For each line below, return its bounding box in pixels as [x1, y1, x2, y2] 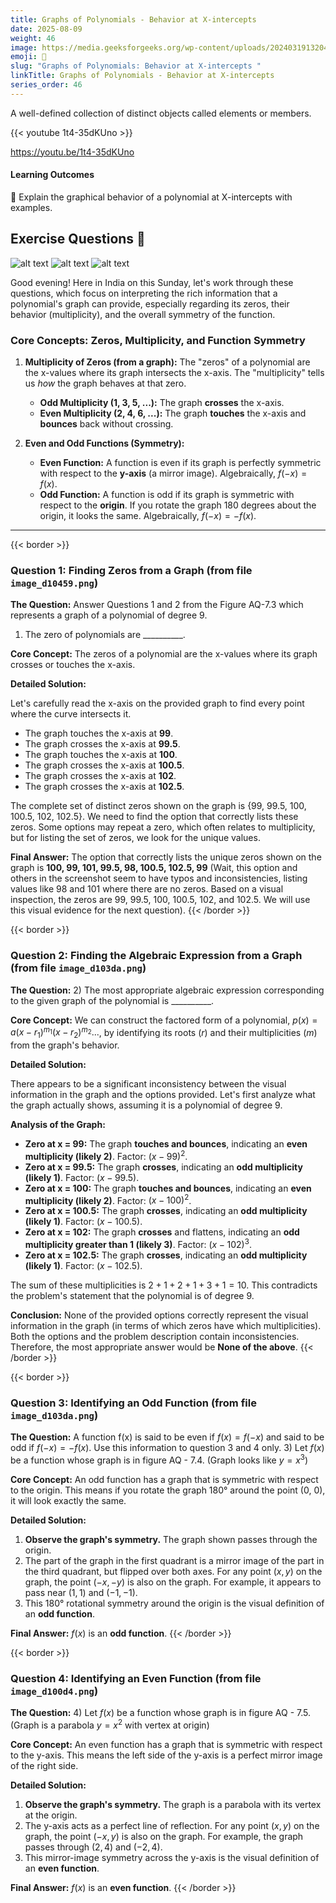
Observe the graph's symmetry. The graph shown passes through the [24, 1534, 318, 1546]
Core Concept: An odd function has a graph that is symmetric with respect [10, 1474, 319, 1486]
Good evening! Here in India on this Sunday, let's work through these [10, 276, 294, 288]
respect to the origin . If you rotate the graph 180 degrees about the [39, 499, 317, 511]
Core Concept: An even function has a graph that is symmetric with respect [10, 1738, 323, 1750]
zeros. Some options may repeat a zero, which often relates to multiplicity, [10, 821, 316, 833]
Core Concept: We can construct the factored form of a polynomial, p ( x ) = [10, 1014, 318, 1026]
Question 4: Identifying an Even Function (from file [10, 1671, 262, 1685]
